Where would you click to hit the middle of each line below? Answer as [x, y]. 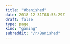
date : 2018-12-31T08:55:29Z [35, 15]
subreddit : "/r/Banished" [33, 33]
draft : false [19, 19]
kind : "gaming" [21, 29]
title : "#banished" [26, 10]
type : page [17, 24]
